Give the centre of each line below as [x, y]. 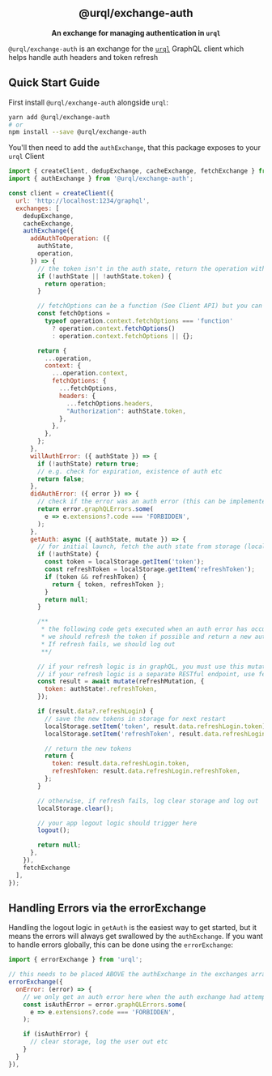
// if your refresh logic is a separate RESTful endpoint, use [146, 674]
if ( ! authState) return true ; [88, 464]
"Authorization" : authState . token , [126, 411]
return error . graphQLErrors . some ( [96, 509]
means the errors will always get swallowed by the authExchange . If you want [136, 937]
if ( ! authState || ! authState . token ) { [105, 276]
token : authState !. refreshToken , [101, 689]
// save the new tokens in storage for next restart [135, 718]
